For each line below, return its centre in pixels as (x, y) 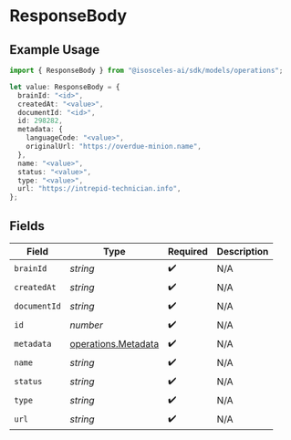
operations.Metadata (114, 344)
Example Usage (55, 50)
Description (243, 251)
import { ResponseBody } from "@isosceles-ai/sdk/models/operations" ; (146, 70)
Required (187, 251)
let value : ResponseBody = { (65, 87)
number (86, 325)
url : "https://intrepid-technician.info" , (99, 189)
